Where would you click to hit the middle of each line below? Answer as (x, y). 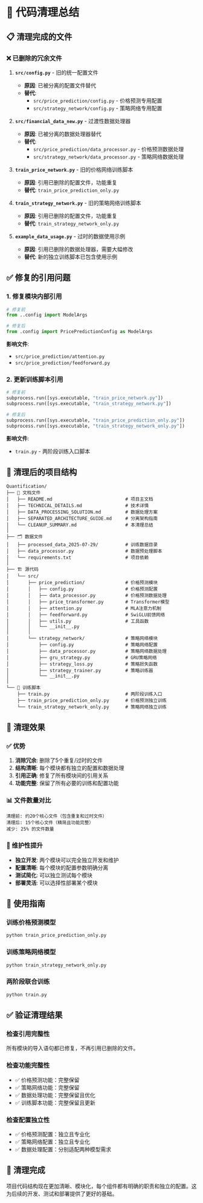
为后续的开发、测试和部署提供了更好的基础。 (62, 1193)
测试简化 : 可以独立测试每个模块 (53, 875)
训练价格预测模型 (31, 923)
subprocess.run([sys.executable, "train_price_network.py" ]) (85, 398)
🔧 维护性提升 (25, 846)
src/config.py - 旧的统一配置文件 (56, 72)
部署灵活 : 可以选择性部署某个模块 (56, 883)
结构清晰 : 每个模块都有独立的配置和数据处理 (69, 768)
